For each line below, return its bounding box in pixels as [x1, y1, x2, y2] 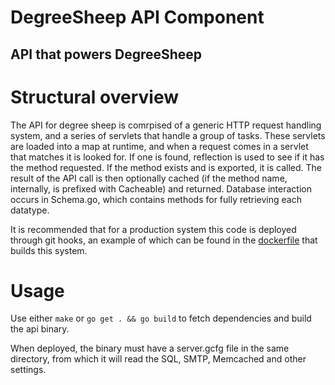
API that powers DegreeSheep [10, 46, 203, 63]
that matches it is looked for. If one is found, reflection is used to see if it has [10, 151, 325, 163]
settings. [10, 364, 47, 376]
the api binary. [10, 323, 70, 335]
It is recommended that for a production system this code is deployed [10, 223, 297, 235]
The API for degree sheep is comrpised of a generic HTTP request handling [10, 119, 322, 131]
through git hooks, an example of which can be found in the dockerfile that [10, 234, 318, 246]
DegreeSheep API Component [10, 6, 265, 29]
